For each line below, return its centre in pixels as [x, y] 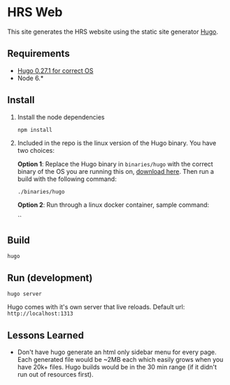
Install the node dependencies [61, 117]
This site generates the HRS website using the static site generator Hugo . [113, 32]
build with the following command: [67, 179]
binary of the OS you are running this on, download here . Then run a [116, 171]
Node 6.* [30, 78]
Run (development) [50, 278]
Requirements [38, 54]
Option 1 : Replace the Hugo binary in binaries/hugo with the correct [115, 164]
